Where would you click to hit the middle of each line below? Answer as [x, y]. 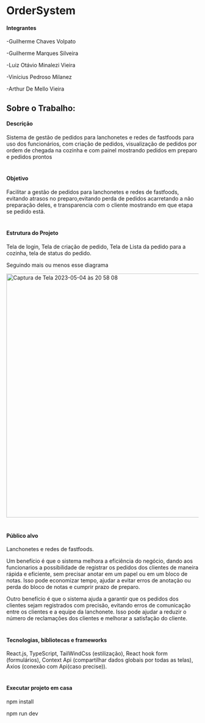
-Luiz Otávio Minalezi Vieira [41, 65]
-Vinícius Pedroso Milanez [39, 77]
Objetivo [17, 179]
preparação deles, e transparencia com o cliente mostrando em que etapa [100, 205]
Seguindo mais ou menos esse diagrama [57, 265]
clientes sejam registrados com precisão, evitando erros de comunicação [99, 606]
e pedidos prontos [29, 157]
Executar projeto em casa [39, 688]
